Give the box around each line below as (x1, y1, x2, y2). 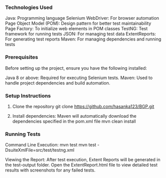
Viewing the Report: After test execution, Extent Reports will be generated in (5, 157, 161, 163)
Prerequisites (5, 54, 38, 61)
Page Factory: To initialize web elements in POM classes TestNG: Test (5, 26, 148, 32)
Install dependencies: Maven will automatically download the (12, 113, 137, 119)
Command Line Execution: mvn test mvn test (5, 142, 97, 148)
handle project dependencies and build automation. (5, 80, 111, 86)
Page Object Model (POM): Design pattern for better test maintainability (5, 20, 152, 26)
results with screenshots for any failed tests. (5, 167, 96, 173)
